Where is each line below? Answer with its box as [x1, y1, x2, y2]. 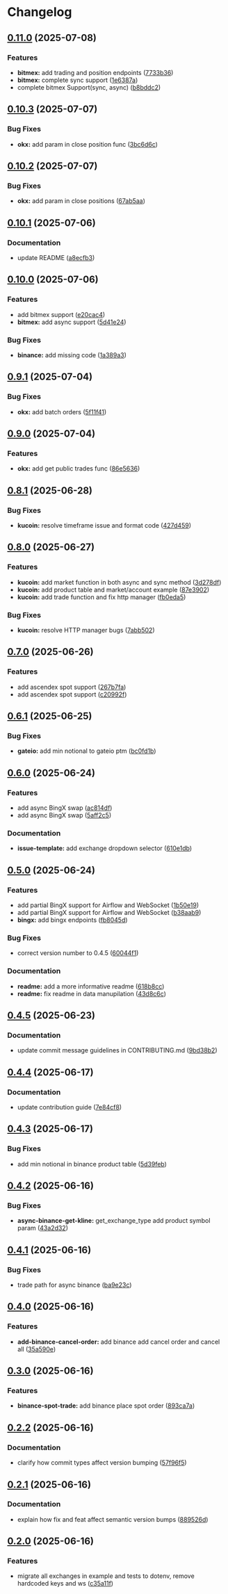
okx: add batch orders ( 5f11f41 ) [17, 407, 107, 416]
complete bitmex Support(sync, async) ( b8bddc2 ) [17, 83, 161, 91]
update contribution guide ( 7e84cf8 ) [17, 1103, 122, 1111]
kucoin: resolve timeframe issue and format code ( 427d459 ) [17, 521, 191, 529]
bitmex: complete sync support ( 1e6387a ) [17, 76, 138, 84]
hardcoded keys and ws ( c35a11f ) [17, 1579, 113, 1588]
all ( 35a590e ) [17, 1344, 56, 1353]
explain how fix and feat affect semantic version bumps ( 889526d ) [17, 1515, 209, 1523]
